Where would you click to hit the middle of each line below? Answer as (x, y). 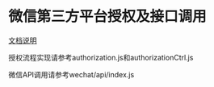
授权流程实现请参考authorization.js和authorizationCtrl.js (101, 57)
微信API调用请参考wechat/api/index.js (71, 74)
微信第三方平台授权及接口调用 (108, 17)
